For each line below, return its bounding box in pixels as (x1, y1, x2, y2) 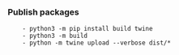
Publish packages (7, 6, 80, 18)
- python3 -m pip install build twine (22, 25, 153, 33)
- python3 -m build (22, 32, 88, 40)
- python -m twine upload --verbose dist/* (22, 39, 172, 47)
